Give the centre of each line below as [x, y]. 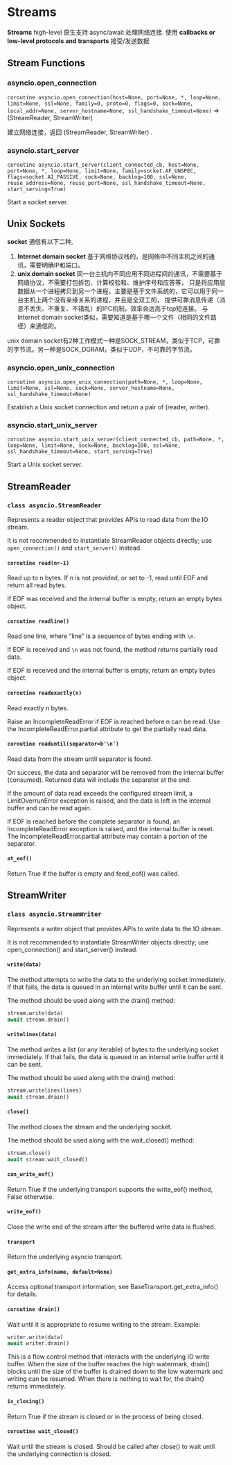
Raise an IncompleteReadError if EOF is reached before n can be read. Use [114, 721]
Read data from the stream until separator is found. [80, 759]
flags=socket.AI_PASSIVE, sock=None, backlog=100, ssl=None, [97, 177]
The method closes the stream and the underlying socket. [90, 1127]
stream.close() [29, 1153]
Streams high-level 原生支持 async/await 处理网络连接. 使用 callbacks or [111, 32]
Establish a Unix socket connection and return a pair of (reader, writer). [108, 407]
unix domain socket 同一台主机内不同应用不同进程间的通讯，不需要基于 [120, 273]
